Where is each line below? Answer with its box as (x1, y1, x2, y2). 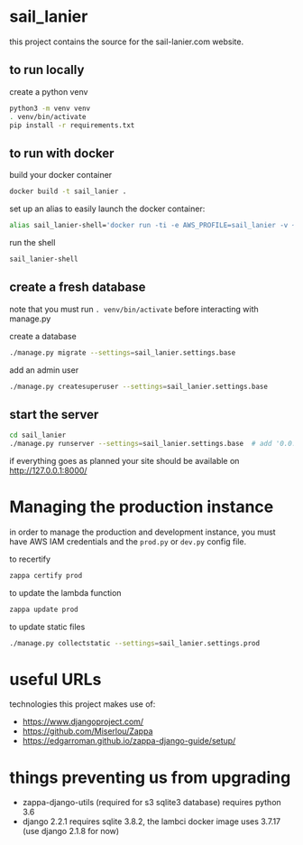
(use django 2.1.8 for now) (22, 826, 120, 837)
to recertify (9, 553, 51, 564)
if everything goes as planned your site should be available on (9, 455, 240, 466)
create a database (9, 330, 77, 341)
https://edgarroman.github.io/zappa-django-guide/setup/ (22, 736, 236, 747)
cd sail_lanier (9, 431, 67, 440)
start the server (9, 406, 99, 422)
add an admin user (9, 364, 79, 376)
